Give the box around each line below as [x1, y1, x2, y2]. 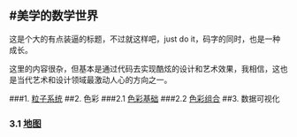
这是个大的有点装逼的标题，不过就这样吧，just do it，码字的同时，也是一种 [9, 34, 281, 44]
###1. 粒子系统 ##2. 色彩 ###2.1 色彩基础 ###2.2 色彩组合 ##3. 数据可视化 [9, 93, 280, 103]
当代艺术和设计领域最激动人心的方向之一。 [16, 74, 172, 85]
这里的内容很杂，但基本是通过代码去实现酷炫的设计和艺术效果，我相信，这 [9, 63, 280, 73]
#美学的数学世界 [9, 8, 99, 24]
